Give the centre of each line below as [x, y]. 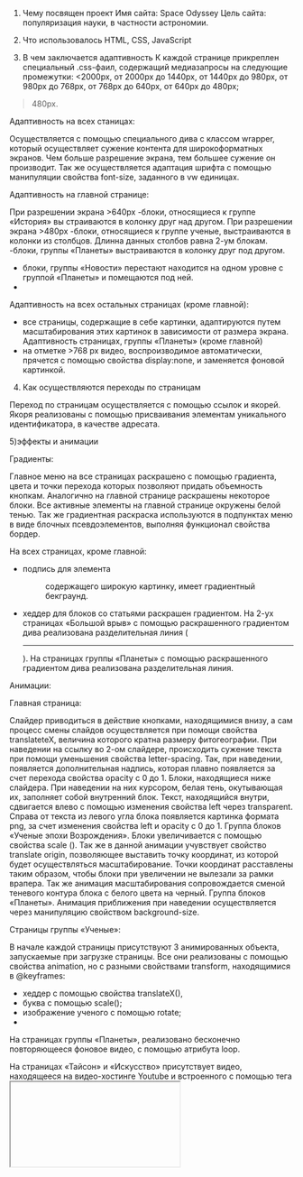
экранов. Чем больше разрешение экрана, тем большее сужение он [142, 158]
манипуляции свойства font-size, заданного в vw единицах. [124, 177]
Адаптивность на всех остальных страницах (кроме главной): [129, 304]
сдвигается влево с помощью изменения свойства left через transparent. [151, 807]
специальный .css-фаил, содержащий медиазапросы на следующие [155, 67]
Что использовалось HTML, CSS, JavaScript [107, 40]
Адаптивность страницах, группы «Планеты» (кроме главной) [142, 341]
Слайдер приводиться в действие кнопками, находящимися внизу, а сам [151, 720]
